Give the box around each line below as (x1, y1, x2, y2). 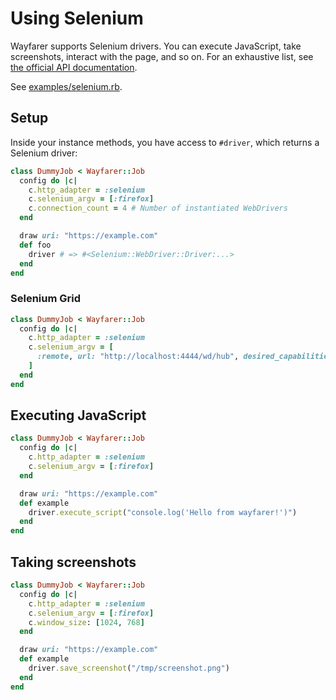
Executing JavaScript (10, 407, 147, 424)
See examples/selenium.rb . (10, 80, 123, 92)
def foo (19, 240, 52, 250)
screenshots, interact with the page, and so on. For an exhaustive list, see (10, 50, 314, 62)
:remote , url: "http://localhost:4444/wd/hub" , (36, 352, 240, 362)
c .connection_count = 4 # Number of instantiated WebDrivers (28, 203, 288, 214)
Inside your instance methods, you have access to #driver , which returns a (10, 136, 320, 148)
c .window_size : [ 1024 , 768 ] (28, 617, 145, 627)
